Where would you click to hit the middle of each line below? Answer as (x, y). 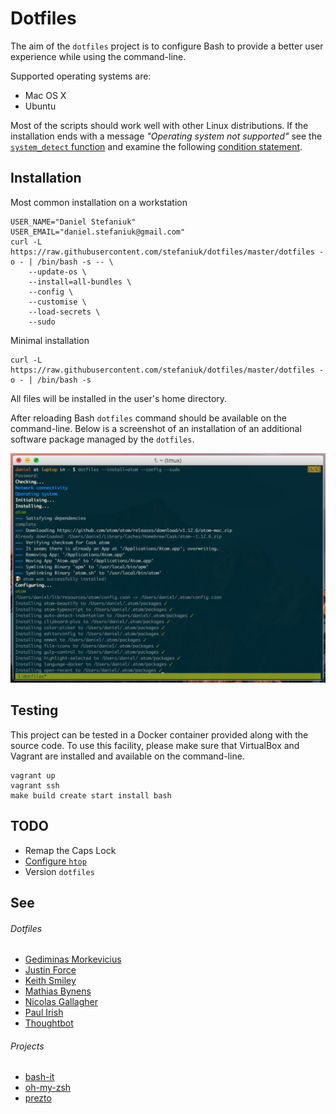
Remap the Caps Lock (70, 850)
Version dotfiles (59, 871)
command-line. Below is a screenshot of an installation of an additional (156, 428)
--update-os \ (57, 272)
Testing (34, 710)
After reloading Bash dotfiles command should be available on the (148, 418)
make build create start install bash (91, 795)
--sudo (42, 322)
